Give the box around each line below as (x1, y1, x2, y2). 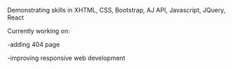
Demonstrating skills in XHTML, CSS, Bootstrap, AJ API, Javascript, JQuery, (7, 6, 226, 14)
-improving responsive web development (7, 54, 126, 62)
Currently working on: (7, 27, 70, 35)
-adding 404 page (7, 40, 60, 48)
